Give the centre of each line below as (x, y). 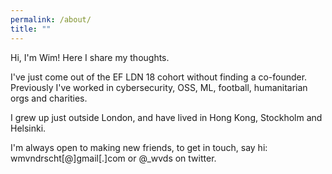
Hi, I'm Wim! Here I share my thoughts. (90, 57)
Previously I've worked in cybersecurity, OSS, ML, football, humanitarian (159, 87)
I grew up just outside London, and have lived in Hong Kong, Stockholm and (166, 117)
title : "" (31, 29)
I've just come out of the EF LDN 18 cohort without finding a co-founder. (159, 77)
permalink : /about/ (51, 19)
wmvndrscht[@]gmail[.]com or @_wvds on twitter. (113, 158)
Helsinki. (28, 128)
